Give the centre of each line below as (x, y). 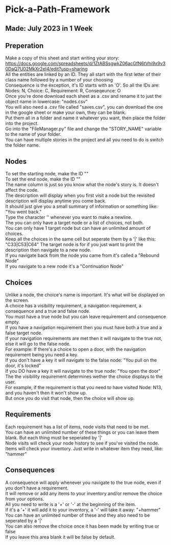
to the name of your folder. (33, 134)
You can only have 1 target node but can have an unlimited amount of (78, 228)
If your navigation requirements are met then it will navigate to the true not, (84, 338)
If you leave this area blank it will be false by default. (60, 537)
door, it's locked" (23, 366)
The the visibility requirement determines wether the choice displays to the (84, 377)
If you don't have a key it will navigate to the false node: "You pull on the (81, 360)
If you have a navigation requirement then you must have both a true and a (84, 328)
